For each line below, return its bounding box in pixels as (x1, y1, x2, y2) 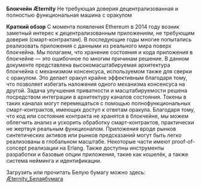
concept (6, 144, 27, 151)
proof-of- (172, 138, 195, 145)
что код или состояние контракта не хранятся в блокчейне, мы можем (6, 112, 189, 120)
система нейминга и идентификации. (6, 157, 102, 164)
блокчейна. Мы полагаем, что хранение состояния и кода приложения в (6, 49, 193, 56)
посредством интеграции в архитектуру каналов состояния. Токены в (6, 93, 187, 100)
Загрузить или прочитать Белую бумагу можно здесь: (6, 169, 146, 176)
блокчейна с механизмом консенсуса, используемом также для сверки (6, 68, 192, 74)
